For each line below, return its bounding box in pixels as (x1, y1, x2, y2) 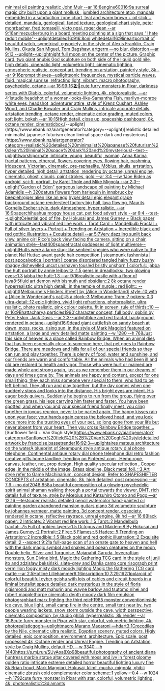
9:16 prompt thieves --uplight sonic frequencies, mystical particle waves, (12, 72, 156, 78)
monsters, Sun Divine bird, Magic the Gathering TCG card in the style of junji (5, 555, 160, 561)
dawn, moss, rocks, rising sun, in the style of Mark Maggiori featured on (5, 325, 151, 331)
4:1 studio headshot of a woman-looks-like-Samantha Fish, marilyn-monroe (5, 95, 157, 101)
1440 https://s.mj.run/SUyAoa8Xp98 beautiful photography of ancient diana (5, 649, 156, 655)
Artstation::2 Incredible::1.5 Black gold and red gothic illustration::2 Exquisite (5, 534, 159, 540)
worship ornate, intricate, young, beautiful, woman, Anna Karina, (19, 152, 148, 158)
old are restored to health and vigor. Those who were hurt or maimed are (5, 361, 152, 367)
